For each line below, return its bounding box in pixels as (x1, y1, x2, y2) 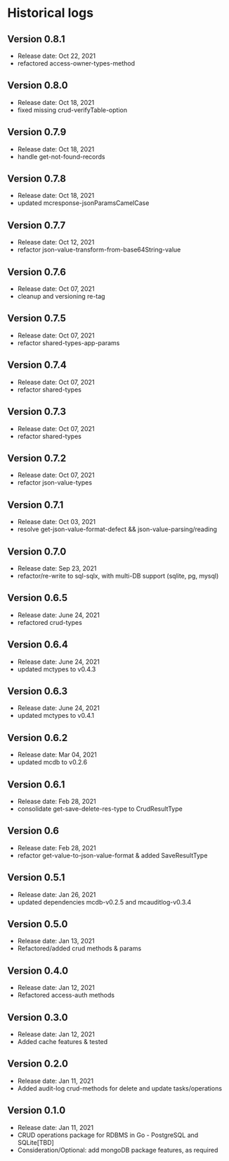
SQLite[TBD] (17, 1138, 54, 1146)
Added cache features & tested (17, 1038, 108, 1046)
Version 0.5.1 (7, 871, 65, 883)
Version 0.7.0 (7, 545, 67, 557)
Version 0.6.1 (7, 778, 65, 790)
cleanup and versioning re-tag (17, 292, 105, 301)
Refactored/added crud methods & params (17, 944, 142, 952)
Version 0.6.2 (7, 731, 68, 744)
